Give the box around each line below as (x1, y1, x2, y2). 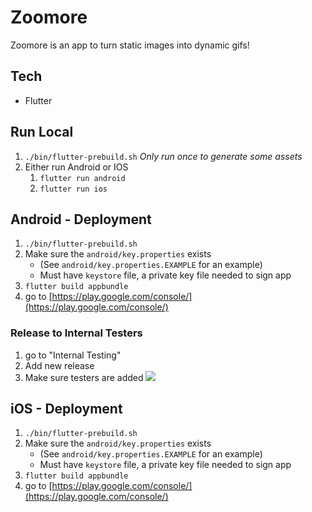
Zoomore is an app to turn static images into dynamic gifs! (10, 39, 250, 51)
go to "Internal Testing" (24, 349, 122, 361)
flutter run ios (39, 184, 108, 194)
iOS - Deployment (10, 401, 123, 418)
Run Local (10, 124, 74, 141)
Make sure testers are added (24, 371, 144, 383)
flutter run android (39, 173, 126, 183)
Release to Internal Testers (10, 326, 143, 340)
